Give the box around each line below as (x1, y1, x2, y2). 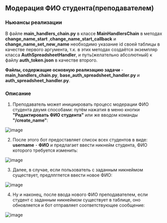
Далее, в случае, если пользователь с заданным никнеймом (12, 166, 143, 172)
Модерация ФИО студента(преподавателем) (5, 4, 154, 13)
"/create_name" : (12, 117, 48, 123)
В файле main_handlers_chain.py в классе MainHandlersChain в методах (5, 30, 162, 37)
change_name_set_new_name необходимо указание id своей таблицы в (5, 41, 160, 47)
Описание (5, 90, 31, 97)
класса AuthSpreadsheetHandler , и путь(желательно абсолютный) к (5, 52, 152, 58)
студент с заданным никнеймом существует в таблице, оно (12, 196, 141, 202)
